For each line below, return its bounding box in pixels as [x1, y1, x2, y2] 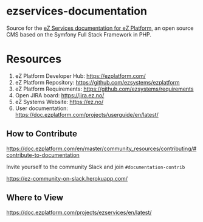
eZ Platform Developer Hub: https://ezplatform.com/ [15, 72, 146, 80]
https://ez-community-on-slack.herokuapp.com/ [6, 175, 128, 182]
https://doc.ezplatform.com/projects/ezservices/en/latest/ [6, 209, 152, 216]
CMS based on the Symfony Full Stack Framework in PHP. [6, 30, 152, 38]
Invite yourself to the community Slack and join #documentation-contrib [6, 163, 185, 170]
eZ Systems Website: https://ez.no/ [15, 98, 104, 105]
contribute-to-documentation [6, 151, 80, 159]
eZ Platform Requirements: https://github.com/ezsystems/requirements [15, 85, 194, 92]
